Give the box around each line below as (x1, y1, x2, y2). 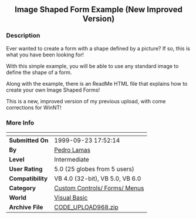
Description (6, 32, 40, 40)
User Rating (9, 164, 43, 173)
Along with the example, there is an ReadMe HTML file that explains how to (6, 80, 188, 87)
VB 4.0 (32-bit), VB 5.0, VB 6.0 (54, 174, 141, 183)
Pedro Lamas (54, 146, 91, 154)
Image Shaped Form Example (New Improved (14, 5, 183, 15)
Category (9, 184, 36, 192)
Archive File (9, 203, 43, 211)
